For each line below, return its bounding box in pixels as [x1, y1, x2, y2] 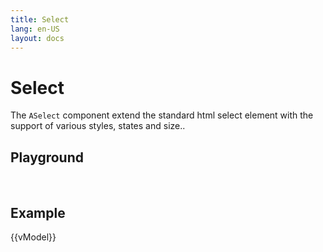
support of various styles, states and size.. [10, 120, 186, 132]
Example [10, 204, 66, 221]
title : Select [10, 14, 70, 25]
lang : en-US [10, 24, 60, 34]
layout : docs [10, 33, 65, 43]
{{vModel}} [10, 231, 57, 243]
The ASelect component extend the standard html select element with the [10, 109, 314, 121]
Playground [10, 149, 84, 166]
